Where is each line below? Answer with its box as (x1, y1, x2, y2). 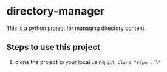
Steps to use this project (6, 42, 101, 52)
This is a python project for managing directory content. (6, 24, 146, 32)
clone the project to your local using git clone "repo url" (15, 58, 162, 65)
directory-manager (6, 4, 105, 18)
